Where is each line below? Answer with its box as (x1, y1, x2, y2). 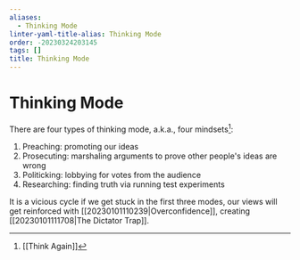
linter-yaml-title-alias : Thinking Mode (9, 29, 162, 38)
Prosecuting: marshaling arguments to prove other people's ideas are (21, 150, 278, 161)
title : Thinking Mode (9, 54, 90, 63)
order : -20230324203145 (9, 37, 98, 47)
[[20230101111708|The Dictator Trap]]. (9, 215, 150, 225)
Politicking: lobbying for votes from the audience (21, 169, 202, 180)
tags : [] (9, 46, 42, 55)
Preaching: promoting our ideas (21, 141, 139, 151)
